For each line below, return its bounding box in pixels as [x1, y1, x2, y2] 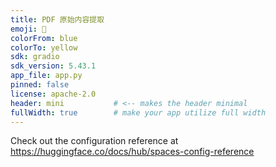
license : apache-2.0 [10, 89, 97, 99]
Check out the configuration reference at [10, 135, 179, 147]
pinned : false [10, 80, 70, 90]
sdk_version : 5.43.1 [10, 61, 97, 71]
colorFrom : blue [10, 33, 78, 43]
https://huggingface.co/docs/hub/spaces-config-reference [10, 146, 255, 158]
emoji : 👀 [10, 24, 47, 34]
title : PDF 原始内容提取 [10, 14, 105, 25]
